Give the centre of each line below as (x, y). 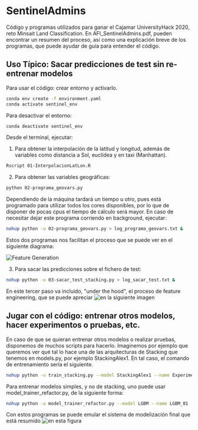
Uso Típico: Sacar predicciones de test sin (85, 64)
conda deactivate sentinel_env (44, 126)
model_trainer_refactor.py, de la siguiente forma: (65, 392)
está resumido (24, 421)
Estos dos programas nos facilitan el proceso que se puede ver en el (89, 240)
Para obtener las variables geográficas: (62, 177)
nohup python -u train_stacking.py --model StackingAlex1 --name (88, 375)
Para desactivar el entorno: (39, 115)
